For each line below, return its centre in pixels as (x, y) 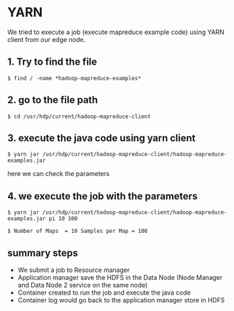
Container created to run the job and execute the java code (104, 293)
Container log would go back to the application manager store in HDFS (121, 300)
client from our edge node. (47, 39)
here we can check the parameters (59, 174)
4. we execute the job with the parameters (102, 196)
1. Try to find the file (52, 62)
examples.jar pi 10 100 (43, 219)
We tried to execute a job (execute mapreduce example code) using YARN (116, 32)
